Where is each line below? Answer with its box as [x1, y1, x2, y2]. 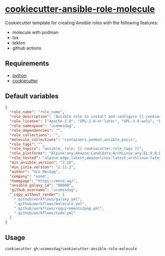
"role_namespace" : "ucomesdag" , [9, 123, 76, 129]
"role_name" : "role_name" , [9, 110, 65, 114]
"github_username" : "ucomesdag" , [9, 187, 78, 193]
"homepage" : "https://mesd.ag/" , [9, 179, 78, 183]
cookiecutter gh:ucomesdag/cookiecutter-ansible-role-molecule [5, 247, 137, 252]
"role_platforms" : [9, 151, 48, 156]
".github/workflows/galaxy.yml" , [14, 197, 82, 202]
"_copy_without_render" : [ [9, 192, 65, 197]
